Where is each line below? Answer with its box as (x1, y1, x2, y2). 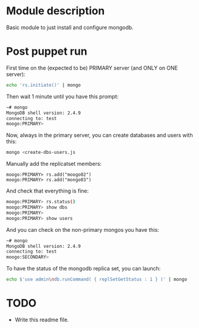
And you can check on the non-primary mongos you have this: (6, 226, 159, 233)
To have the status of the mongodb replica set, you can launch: (6, 265, 161, 272)
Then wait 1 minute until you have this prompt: (6, 93, 119, 100)
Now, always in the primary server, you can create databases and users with (6, 132, 193, 139)
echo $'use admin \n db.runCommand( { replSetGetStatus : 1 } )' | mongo (6, 276, 187, 283)
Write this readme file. (14, 316, 70, 323)
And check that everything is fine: (6, 187, 89, 194)
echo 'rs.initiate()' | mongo (6, 82, 81, 88)
